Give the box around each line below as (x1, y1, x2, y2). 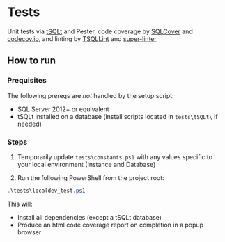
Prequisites (7, 76, 47, 86)
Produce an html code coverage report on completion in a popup (17, 220, 204, 229)
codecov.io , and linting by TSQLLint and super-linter (7, 34, 157, 42)
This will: (7, 200, 33, 208)
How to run (7, 55, 56, 67)
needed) (17, 120, 42, 128)
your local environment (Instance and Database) (17, 160, 156, 168)
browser (17, 227, 42, 236)
